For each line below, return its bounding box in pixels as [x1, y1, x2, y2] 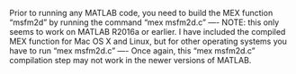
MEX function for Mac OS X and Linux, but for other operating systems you [9, 36, 288, 46]
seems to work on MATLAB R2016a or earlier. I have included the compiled [9, 27, 286, 37]
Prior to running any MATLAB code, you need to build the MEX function [9, 8, 274, 18]
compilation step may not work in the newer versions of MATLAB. [9, 55, 252, 65]
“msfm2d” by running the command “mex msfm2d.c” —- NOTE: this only [9, 17, 280, 28]
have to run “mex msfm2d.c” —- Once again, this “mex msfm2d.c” [9, 45, 256, 56]
